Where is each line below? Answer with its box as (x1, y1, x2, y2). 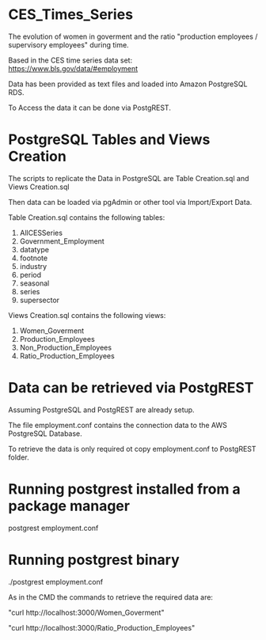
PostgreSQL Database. (8, 429, 83, 438)
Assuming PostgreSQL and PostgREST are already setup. (8, 405, 196, 415)
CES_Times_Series (8, 6, 133, 24)
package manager (8, 497, 131, 515)
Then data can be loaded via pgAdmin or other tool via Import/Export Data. (8, 197, 253, 206)
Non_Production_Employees (19, 343, 112, 352)
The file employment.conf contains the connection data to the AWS (8, 420, 227, 430)
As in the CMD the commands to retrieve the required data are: (8, 592, 214, 602)
